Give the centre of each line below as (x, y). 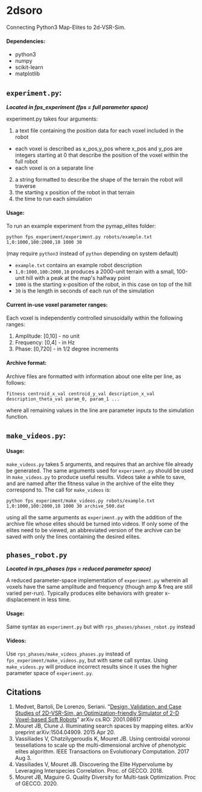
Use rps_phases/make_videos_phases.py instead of (68, 654)
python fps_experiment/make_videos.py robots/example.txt (80, 501)
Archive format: (27, 363)
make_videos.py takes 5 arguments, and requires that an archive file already (100, 464)
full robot (26, 161)
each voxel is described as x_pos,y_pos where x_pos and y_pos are (99, 148)
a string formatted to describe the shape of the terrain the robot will (99, 179)
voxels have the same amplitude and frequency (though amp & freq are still (99, 586)
